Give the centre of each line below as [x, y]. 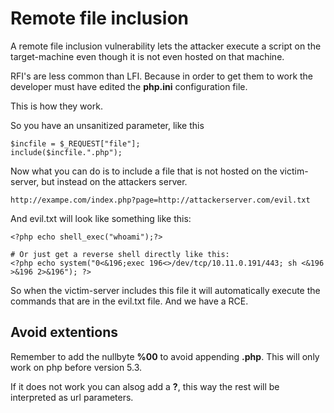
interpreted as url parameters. [72, 397]
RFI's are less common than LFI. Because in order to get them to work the [162, 76]
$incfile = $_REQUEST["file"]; [75, 143]
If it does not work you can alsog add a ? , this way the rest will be [145, 386]
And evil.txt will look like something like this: [101, 218]
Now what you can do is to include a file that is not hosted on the [144, 171]
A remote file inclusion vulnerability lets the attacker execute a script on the [166, 46]
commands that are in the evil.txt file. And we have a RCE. [129, 301]
